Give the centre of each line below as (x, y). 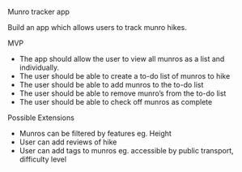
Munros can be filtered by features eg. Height (95, 133)
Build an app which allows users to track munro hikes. (97, 27)
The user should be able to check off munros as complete (116, 102)
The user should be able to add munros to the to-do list (111, 85)
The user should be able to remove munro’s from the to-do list (123, 93)
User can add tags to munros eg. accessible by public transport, (126, 150)
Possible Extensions (41, 118)
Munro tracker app (39, 12)
